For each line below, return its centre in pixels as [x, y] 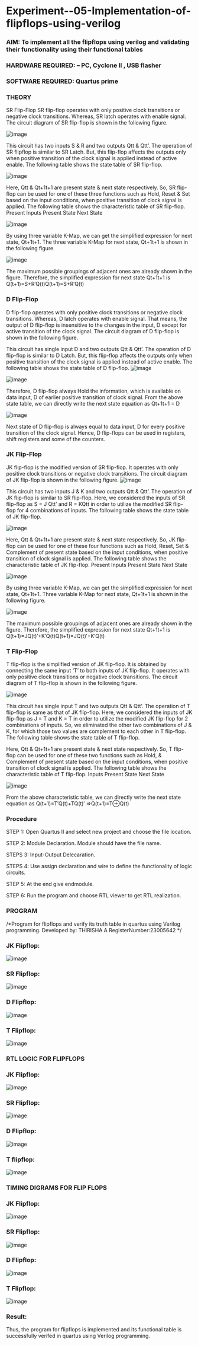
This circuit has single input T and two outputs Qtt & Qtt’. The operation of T [98, 706]
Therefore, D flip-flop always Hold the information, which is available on [94, 391]
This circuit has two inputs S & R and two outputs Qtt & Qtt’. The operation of [99, 146]
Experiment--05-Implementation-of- [98, 11]
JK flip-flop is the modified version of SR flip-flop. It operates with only [92, 467]
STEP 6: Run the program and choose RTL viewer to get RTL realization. [94, 895]
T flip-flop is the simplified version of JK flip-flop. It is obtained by [86, 664]
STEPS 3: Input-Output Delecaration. [51, 855]
